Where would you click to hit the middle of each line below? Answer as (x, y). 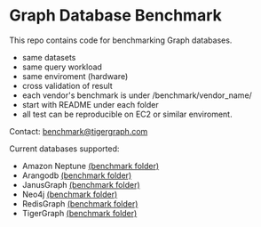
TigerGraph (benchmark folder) (79, 213)
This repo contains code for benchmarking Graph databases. (121, 40)
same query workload (62, 67)
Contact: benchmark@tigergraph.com (79, 131)
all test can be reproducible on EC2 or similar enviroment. (127, 114)
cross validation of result (67, 85)
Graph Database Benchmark (115, 16)
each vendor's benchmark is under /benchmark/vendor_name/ (137, 95)
